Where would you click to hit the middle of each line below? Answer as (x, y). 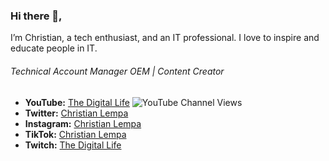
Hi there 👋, (36, 16)
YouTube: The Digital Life (77, 102)
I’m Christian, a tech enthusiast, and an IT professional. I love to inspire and (165, 38)
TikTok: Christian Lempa (75, 134)
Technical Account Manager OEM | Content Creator (117, 71)
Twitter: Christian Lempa (76, 113)
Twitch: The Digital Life (73, 145)
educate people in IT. (54, 48)
